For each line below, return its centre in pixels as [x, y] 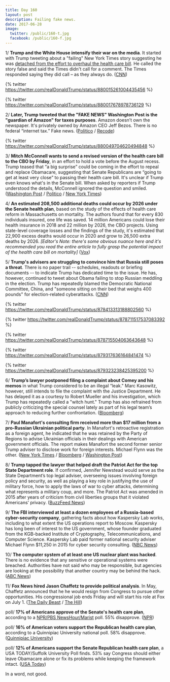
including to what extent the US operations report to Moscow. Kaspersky [81, 523]
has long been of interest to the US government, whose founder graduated [83, 528]
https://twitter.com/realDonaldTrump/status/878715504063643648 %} [79, 340]
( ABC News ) [18, 576]
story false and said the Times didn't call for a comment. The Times [76, 69]
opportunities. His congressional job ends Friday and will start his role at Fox [85, 597]
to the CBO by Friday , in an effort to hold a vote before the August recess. [83, 161]
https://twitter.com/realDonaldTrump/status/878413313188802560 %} [78, 309]
